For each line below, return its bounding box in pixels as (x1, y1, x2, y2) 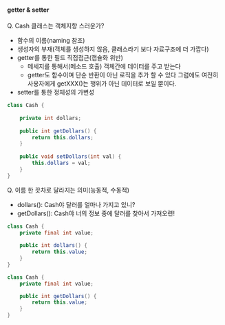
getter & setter (7, 6, 50, 14)
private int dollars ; (19, 115, 81, 121)
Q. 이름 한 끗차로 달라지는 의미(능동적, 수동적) (7, 186, 129, 194)
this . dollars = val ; (32, 159, 91, 167)
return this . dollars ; (32, 134, 94, 141)
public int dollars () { (19, 242, 88, 249)
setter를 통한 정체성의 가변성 (17, 88, 95, 97)
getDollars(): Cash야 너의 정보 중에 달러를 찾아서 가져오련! (17, 209, 175, 217)
